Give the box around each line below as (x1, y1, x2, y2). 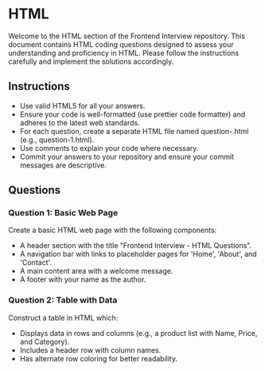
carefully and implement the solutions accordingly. (8, 57, 174, 66)
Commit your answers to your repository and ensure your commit (19, 152, 235, 161)
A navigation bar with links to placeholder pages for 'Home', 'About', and (19, 249, 257, 259)
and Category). (19, 337, 70, 346)
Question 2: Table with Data (8, 294, 118, 306)
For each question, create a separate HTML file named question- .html (19, 126, 249, 136)
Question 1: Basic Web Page (8, 207, 119, 219)
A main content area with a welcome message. (19, 266, 173, 276)
